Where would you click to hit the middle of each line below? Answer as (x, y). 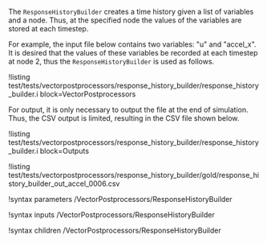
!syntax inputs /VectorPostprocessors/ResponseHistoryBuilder (111, 215)
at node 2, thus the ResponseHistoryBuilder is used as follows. (111, 61)
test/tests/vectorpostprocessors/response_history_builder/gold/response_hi (133, 175)
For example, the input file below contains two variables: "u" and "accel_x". (132, 44)
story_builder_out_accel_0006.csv (64, 183)
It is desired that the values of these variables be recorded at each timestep (133, 53)
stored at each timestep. (49, 29)
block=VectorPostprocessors (88, 94)
